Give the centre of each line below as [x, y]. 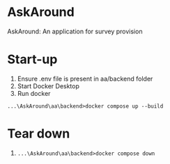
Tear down [39, 134]
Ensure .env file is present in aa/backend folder [85, 79]
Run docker [34, 93]
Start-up [32, 59]
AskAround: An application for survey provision [75, 31]
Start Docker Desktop [48, 86]
